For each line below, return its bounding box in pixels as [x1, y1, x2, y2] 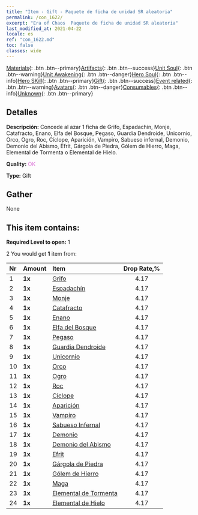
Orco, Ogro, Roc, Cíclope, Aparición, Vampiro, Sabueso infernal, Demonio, [6, 136, 190, 143]
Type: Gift [6, 172, 31, 179]
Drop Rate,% [123, 265, 160, 273]
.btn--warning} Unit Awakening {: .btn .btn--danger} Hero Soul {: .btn [6, 70, 172, 78]
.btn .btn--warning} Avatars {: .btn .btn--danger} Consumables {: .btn [6, 83, 172, 91]
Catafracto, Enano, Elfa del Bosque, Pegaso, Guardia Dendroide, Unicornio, [6, 130, 192, 137]
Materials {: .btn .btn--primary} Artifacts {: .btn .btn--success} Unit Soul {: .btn [6, 64, 193, 71]
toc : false [6, 43, 34, 49]
